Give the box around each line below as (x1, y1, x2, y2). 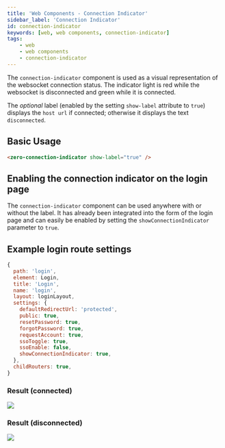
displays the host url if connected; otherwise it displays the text (7, 108, 189, 116)
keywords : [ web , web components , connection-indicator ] (7, 29, 170, 36)
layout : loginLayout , (13, 293, 75, 300)
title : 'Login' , (13, 280, 59, 288)
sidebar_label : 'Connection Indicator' (7, 16, 121, 23)
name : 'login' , (13, 287, 57, 294)
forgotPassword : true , (19, 325, 84, 332)
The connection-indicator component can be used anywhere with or (7, 201, 202, 210)
